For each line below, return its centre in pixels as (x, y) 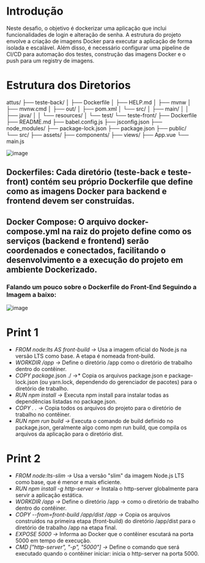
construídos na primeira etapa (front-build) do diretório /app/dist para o (105, 521)
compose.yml (33, 231)
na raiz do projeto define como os (126, 231)
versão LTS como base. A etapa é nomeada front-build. (85, 356)
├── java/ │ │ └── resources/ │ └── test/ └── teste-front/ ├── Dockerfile (102, 115)
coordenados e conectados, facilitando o (86, 250)
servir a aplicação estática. (49, 495)
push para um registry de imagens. (50, 61)
